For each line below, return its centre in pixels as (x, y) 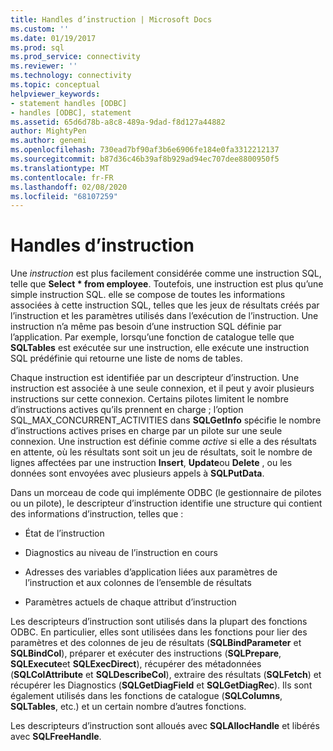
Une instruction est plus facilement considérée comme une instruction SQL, (166, 273)
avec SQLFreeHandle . (56, 737)
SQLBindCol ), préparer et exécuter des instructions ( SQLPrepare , (146, 653)
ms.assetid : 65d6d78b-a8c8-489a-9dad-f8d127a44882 (118, 122)
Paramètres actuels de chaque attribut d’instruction (130, 602)
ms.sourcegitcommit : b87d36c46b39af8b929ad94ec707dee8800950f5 (145, 159)
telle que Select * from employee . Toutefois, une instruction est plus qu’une (167, 284)
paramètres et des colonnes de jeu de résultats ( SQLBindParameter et (156, 643)
